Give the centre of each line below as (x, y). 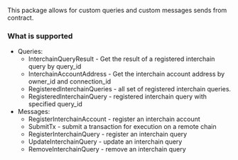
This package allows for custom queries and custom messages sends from (117, 10)
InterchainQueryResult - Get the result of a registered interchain (121, 59)
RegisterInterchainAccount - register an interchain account (114, 119)
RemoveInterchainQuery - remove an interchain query (107, 149)
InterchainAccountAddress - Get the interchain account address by (126, 74)
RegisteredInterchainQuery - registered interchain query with (118, 97)
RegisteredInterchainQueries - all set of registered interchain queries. (130, 89)
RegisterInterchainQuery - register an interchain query (108, 135)
